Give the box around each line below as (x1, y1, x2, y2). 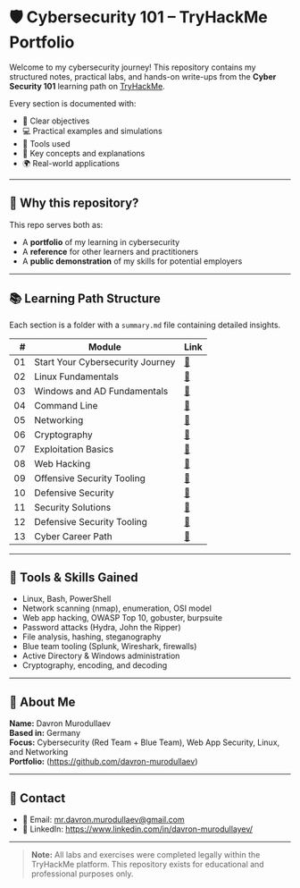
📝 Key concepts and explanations (21, 148, 146, 158)
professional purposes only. (30, 868, 134, 879)
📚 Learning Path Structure (9, 292, 161, 307)
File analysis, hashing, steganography (21, 631, 162, 642)
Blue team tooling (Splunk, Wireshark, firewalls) (21, 641, 197, 652)
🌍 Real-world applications (21, 157, 121, 168)
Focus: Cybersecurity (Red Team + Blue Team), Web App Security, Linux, (9, 737, 280, 748)
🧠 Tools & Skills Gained (9, 570, 138, 585)
